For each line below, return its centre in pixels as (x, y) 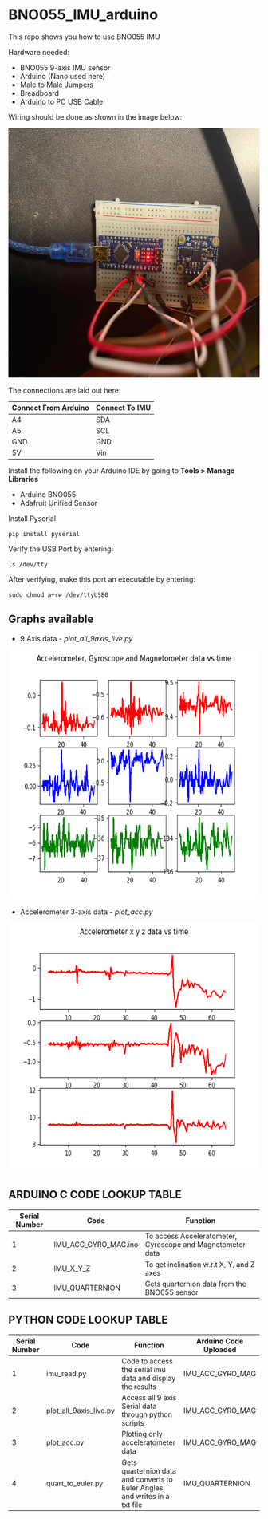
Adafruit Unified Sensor (59, 503)
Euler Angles (142, 1487)
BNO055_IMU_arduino (83, 15)
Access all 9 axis (149, 1398)
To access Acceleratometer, (191, 1236)
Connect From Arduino (50, 408)
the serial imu (144, 1369)
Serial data (139, 1407)
